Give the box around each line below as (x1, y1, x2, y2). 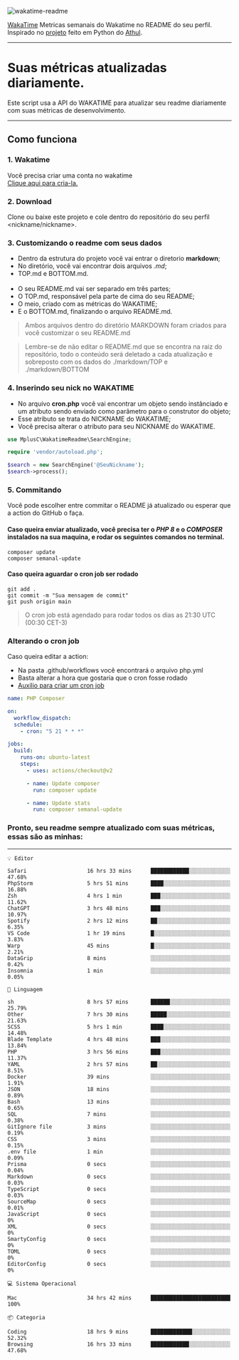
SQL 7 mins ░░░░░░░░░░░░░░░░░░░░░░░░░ (7, 1110, 231, 1118)
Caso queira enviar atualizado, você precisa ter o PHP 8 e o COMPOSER (7, 525, 223, 533)
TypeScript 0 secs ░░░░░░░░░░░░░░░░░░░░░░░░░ (7, 1185, 231, 1192)
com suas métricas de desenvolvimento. (7, 106, 126, 114)
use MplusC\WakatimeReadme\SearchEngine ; (7, 436, 132, 443)
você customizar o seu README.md (24, 329, 131, 337)
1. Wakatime (7, 155, 51, 165)
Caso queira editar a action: (7, 653, 89, 661)
